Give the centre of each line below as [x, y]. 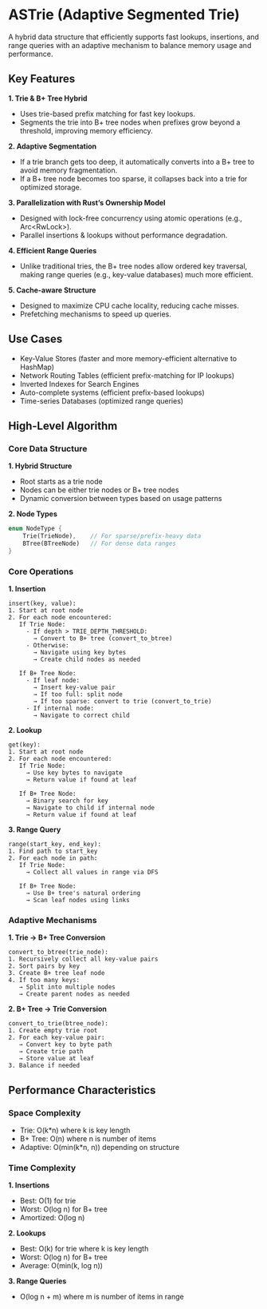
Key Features [42, 79]
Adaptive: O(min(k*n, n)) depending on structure [100, 1148]
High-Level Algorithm [63, 426]
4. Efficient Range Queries [53, 250]
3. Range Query [35, 830]
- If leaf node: [53, 681]
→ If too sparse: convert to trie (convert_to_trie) [123, 702]
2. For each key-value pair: [57, 1038]
